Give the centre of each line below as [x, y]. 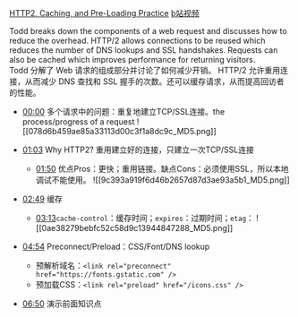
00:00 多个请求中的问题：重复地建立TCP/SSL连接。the [123, 111]
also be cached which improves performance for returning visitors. [132, 60]
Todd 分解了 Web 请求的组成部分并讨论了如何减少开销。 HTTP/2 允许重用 [145, 70]
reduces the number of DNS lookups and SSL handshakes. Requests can [144, 50]
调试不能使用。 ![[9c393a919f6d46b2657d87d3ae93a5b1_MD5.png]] [163, 180]
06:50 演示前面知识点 [62, 304]
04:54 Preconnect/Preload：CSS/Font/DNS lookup [116, 246]
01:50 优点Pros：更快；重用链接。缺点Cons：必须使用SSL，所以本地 [162, 169]
